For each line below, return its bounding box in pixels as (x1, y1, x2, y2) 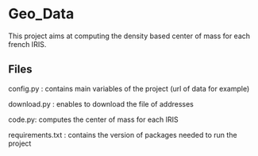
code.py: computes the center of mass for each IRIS (8, 115, 179, 124)
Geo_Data (8, 5, 75, 23)
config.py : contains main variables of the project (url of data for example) (8, 84, 250, 93)
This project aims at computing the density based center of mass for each (8, 31, 251, 41)
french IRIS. (8, 39, 47, 49)
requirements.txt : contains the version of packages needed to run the (8, 130, 237, 139)
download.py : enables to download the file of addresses (8, 99, 194, 108)
